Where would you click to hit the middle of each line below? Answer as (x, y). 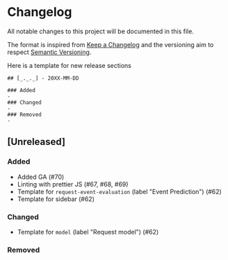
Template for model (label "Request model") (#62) (88, 232)
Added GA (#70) (41, 177)
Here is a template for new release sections (70, 65)
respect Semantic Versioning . (49, 52)
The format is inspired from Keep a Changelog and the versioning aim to (111, 44)
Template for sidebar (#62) (56, 199)
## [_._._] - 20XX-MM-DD (43, 78)
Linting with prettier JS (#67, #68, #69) (73, 184)
